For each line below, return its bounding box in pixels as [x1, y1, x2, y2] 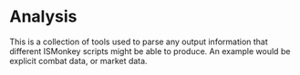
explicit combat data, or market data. [9, 55, 148, 66]
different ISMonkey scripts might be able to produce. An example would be [9, 45, 291, 56]
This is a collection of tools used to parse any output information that [9, 36, 269, 47]
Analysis [9, 6, 78, 27]
